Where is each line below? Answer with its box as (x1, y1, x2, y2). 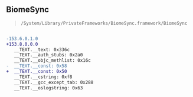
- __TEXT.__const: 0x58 (6, 63, 67, 69)
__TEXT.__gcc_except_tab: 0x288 (14, 79, 94, 85)
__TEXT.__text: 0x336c (14, 46, 70, 52)
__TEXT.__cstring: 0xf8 (14, 73, 73, 80)
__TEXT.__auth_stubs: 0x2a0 (14, 52, 83, 58)
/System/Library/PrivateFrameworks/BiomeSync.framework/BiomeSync (20, 20, 188, 26)
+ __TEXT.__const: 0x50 (6, 69, 67, 75)
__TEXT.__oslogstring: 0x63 (14, 85, 83, 91)
